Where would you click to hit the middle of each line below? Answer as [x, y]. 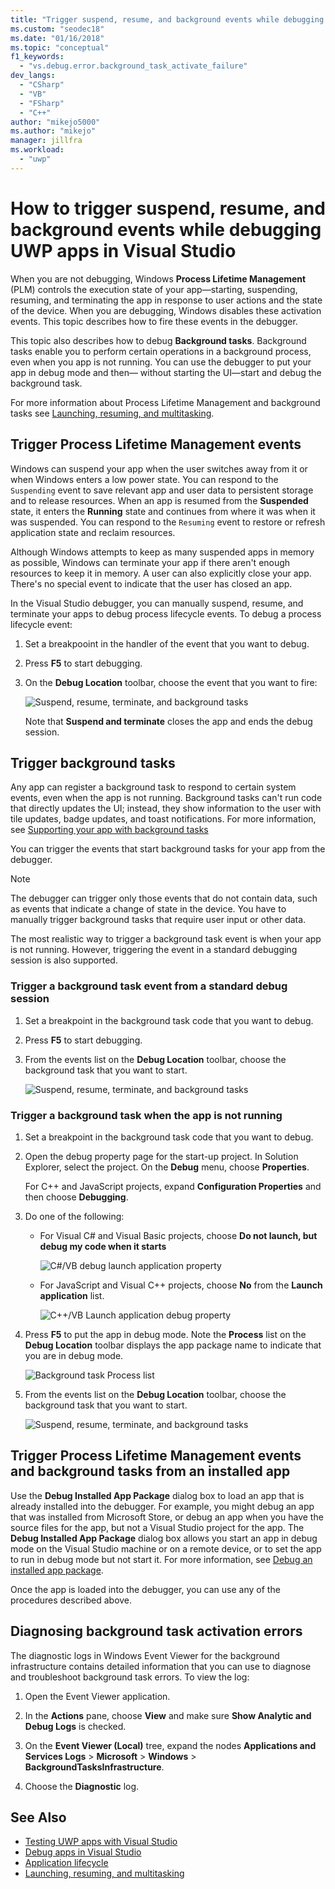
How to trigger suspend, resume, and [168, 208]
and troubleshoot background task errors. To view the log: [130, 1677]
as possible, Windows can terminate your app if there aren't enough [150, 562]
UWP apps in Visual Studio [123, 250]
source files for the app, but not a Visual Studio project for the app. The [157, 1527]
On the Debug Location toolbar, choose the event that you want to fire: [171, 682]
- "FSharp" [42, 103]
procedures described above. [71, 1600]
